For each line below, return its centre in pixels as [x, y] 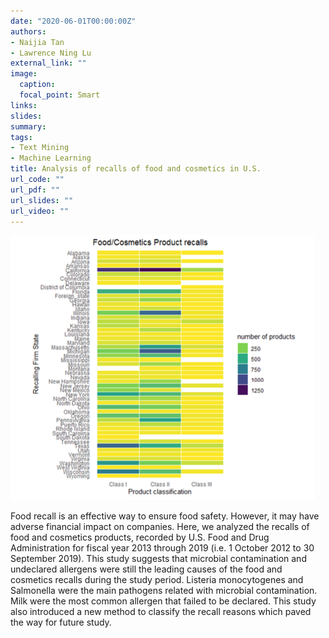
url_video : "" [40, 211]
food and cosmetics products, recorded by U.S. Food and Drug [140, 537]
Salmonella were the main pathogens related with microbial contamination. [164, 591]
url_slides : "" [42, 200]
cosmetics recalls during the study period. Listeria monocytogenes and [157, 580]
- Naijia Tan [37, 42]
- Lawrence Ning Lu [51, 53]
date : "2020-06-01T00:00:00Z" [73, 21]
